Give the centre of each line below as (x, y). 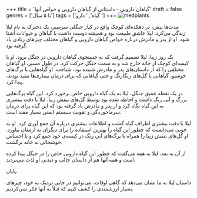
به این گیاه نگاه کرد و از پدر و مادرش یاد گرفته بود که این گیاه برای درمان (85, 105)
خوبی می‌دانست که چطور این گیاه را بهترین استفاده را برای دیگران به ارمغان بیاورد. (96, 130)
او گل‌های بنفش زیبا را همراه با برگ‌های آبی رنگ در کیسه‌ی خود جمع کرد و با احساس (97, 136)
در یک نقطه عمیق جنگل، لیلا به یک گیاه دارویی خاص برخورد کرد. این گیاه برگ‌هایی (95, 93)
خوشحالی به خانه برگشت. (34, 142)
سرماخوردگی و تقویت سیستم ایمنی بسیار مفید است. (64, 112)
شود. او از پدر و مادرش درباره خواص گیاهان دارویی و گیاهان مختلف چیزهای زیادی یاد (98, 39)
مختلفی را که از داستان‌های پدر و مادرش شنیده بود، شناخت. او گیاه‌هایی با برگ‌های (95, 69)
